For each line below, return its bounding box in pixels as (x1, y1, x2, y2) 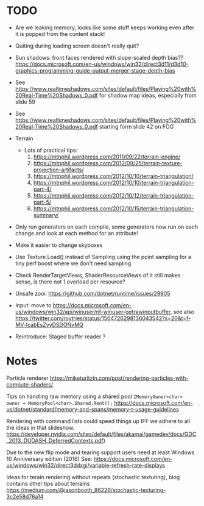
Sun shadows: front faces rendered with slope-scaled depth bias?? (15, 54, 184, 61)
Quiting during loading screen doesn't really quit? (15, 42, 139, 49)
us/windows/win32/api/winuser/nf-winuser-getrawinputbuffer (15, 308, 171, 315)
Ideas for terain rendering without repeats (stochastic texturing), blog (6, 473, 180, 480)
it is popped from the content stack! (15, 30, 105, 37)
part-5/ (33, 198, 52, 205)
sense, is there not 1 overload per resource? (15, 278, 126, 285)
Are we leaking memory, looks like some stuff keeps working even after (15, 24, 195, 31)
